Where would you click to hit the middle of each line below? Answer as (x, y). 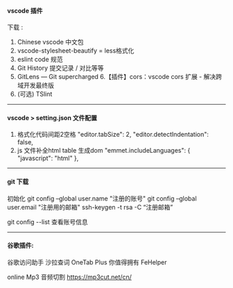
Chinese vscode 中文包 (50, 42)
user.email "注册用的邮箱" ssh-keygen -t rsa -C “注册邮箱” (90, 207)
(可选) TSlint (35, 94)
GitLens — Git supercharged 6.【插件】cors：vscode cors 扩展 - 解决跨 (119, 77)
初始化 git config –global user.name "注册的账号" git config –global (102, 198)
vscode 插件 (25, 10)
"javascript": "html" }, (48, 158)
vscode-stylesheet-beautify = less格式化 (76, 51)
